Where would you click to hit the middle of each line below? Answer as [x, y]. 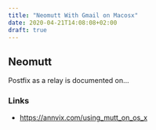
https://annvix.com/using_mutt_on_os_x [83, 117]
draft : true [27, 30]
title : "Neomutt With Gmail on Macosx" [73, 15]
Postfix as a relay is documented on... [69, 81]
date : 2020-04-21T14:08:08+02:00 [63, 23]
